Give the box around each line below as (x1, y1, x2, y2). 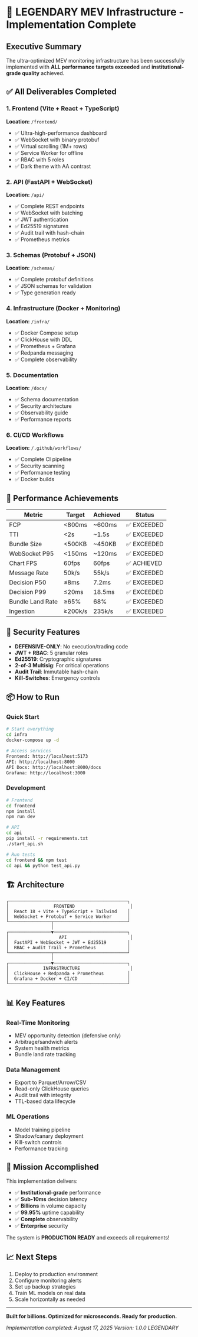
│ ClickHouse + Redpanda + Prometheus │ (6, 971, 131, 977)
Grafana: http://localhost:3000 (6, 770, 85, 776)
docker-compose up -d (6, 737, 60, 744)
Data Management (6, 1065, 61, 1073)
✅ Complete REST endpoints (14, 202, 84, 209)
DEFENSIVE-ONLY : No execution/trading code (14, 642, 128, 650)
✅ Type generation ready (14, 289, 76, 296)
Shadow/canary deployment (14, 1132, 84, 1140)
